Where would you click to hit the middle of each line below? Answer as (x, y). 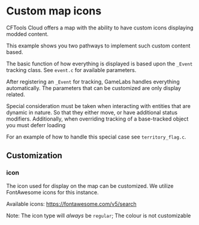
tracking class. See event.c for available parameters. (71, 70)
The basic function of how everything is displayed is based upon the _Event (99, 64)
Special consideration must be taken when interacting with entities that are (98, 106)
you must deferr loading (36, 125)
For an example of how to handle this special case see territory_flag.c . (96, 137)
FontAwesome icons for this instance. (52, 192)
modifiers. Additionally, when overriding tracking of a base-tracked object (97, 119)
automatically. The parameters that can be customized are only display (94, 88)
